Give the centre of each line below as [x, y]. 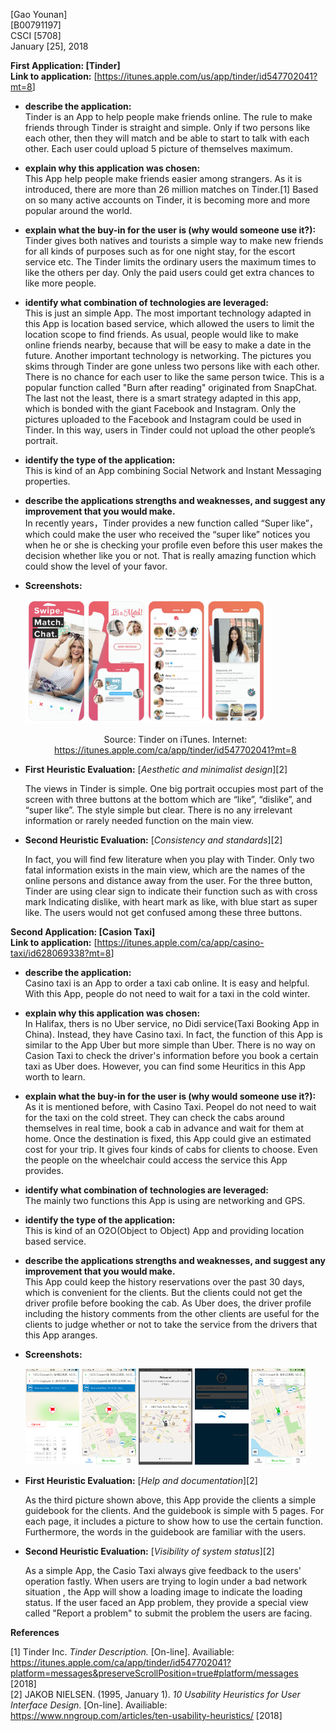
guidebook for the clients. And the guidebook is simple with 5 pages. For [174, 1510]
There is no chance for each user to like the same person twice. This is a [174, 377]
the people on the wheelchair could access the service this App [156, 1160]
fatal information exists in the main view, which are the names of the [165, 870]
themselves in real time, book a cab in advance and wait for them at [164, 1128]
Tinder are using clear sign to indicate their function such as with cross [171, 891]
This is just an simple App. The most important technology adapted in [168, 313]
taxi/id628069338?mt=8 [61, 953]
